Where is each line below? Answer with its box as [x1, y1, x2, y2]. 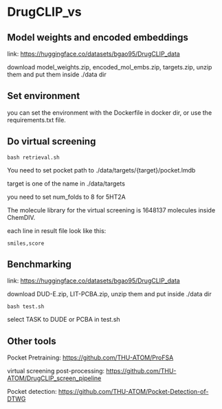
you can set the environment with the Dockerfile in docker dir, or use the [7, 108, 212, 117]
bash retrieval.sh [7, 154, 60, 161]
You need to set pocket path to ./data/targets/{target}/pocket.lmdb [7, 166, 196, 174]
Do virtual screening [7, 135, 96, 148]
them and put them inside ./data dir [7, 70, 107, 78]
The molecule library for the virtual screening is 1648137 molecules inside [7, 206, 216, 214]
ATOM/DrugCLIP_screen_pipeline [7, 374, 102, 382]
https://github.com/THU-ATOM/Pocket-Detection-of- [58, 388, 209, 396]
